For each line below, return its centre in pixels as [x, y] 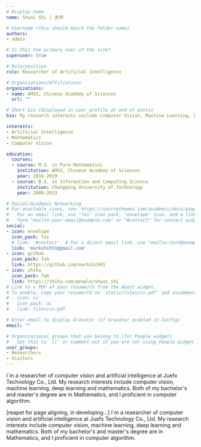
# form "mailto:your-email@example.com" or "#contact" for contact [95, 221]
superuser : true [26, 56]
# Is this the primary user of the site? [59, 50]
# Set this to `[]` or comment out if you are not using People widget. [101, 342]
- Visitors [20, 359]
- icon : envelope [28, 231]
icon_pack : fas [31, 237]
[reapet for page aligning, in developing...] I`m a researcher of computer [95, 412]
